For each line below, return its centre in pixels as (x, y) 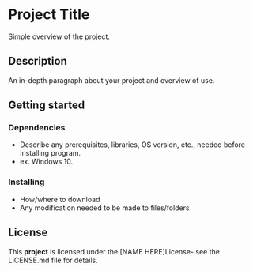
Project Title (49, 15)
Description (38, 61)
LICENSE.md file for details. (53, 260)
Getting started (47, 105)
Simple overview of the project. (59, 36)
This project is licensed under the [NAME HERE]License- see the (114, 251)
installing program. (50, 153)
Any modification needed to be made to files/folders (104, 208)
